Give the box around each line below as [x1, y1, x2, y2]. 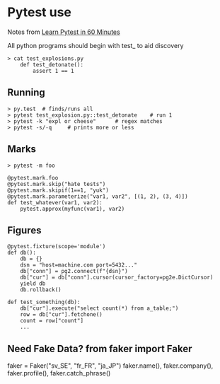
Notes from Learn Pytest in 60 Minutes [7, 28, 120, 36]
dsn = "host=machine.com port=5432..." [20, 262, 138, 269]
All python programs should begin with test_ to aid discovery [7, 41, 184, 50]
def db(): [7, 249, 37, 257]
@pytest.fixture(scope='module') [7, 243, 106, 250]
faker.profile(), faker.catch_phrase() [7, 369, 111, 378]
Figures [7, 224, 42, 236]
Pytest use [7, 4, 72, 21]
